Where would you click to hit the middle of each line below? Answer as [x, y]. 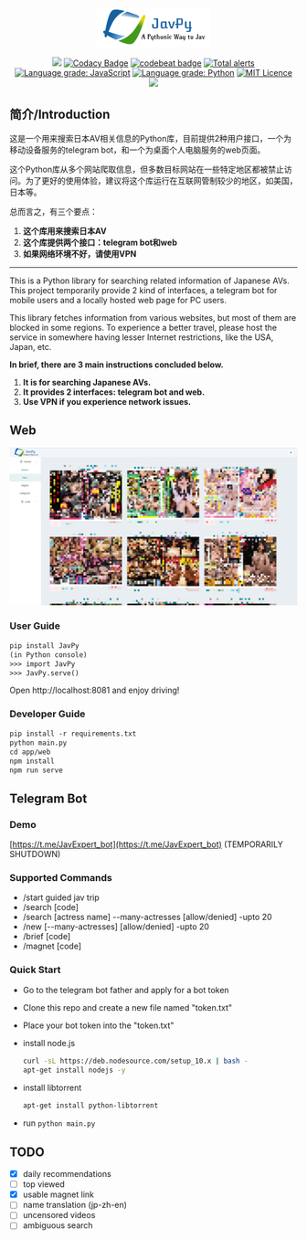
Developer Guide [48, 714]
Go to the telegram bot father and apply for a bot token [126, 990]
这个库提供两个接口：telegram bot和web [100, 242]
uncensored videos [59, 1215]
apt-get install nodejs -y [74, 1070]
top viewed [44, 1184]
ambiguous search [58, 1225]
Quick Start [35, 970]
